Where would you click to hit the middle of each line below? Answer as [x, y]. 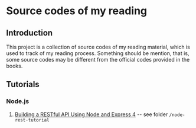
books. [14, 66]
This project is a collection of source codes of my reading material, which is [98, 47]
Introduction [30, 33]
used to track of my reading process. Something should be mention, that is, [98, 53]
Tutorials [23, 84]
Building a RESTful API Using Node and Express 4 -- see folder [91, 114]
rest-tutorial [32, 120]
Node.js [18, 101]
